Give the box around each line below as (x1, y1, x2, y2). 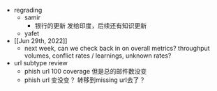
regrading (13, 6, 43, 14)
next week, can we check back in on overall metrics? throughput (24, 44, 211, 52)
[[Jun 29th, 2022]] (13, 37, 68, 44)
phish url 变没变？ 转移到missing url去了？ (24, 76, 146, 84)
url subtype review (13, 59, 68, 67)
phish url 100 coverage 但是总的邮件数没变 (24, 67, 147, 75)
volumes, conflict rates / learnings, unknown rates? (24, 51, 172, 60)
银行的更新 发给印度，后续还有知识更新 (34, 22, 147, 30)
